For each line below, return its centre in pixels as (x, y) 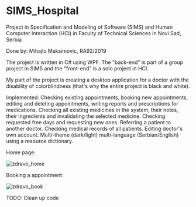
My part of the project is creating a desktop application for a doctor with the (97, 80)
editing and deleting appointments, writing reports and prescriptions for (92, 103)
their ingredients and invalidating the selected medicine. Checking (86, 116)
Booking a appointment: (35, 175)
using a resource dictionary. (40, 141)
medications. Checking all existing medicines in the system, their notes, (92, 110)
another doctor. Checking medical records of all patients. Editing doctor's (94, 128)
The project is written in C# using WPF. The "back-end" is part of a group (94, 62)
